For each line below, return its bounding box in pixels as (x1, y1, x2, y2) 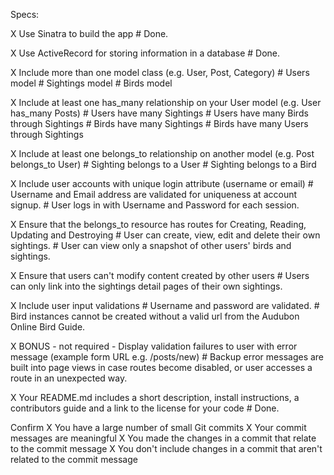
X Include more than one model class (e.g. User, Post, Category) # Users (10, 67, 310, 78)
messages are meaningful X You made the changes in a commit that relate (10, 432, 317, 444)
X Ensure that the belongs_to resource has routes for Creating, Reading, (10, 219, 307, 230)
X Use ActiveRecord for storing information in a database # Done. (10, 47, 281, 59)
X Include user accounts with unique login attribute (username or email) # (10, 178, 314, 189)
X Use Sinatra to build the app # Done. (10, 28, 169, 39)
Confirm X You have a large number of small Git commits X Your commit (10, 422, 307, 433)
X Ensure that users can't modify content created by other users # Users (10, 270, 310, 281)
